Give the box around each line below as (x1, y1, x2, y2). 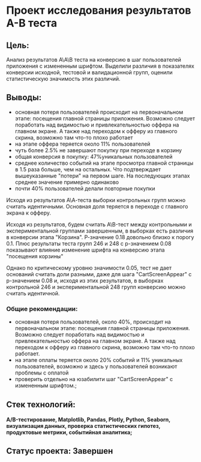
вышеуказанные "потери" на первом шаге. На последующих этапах (14, 172, 190, 179)
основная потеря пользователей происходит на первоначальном (14, 108, 184, 116)
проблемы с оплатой (14, 369, 69, 376)
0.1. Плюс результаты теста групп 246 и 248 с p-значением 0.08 (6, 240, 172, 247)
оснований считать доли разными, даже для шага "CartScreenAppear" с (6, 270, 192, 277)
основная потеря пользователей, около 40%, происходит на (14, 318, 171, 325)
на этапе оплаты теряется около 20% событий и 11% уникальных (14, 357, 183, 364)
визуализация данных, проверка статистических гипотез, (6, 422, 161, 430)
